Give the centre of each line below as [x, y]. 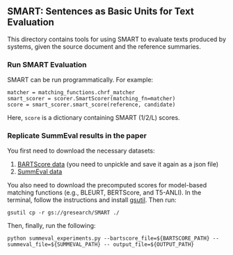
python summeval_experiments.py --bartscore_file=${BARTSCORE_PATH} [109, 239]
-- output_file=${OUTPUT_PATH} [149, 245]
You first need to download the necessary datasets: [81, 151]
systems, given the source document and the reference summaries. [104, 46]
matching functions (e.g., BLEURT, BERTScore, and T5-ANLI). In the [104, 193]
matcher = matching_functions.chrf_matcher [71, 93]
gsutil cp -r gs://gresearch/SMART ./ [63, 213]
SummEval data [40, 172]
